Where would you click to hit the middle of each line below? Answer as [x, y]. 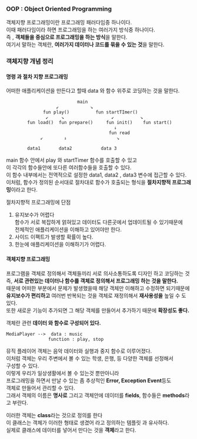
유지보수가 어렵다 [34, 215]
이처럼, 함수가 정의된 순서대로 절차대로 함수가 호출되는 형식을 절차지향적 [89, 183]
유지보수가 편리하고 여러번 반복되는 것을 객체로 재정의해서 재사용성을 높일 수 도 [96, 295]
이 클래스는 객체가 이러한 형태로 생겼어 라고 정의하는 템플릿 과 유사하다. [88, 422]
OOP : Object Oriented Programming [59, 9]
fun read [119, 133]
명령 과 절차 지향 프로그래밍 [37, 76]
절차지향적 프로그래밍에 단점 [39, 202]
